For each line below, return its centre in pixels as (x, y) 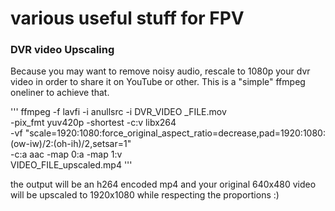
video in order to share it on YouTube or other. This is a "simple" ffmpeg (158, 82)
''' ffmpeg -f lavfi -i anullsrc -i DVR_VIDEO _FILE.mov (118, 112)
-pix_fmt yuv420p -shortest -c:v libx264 (93, 123)
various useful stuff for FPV (127, 18)
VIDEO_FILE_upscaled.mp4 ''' (71, 165)
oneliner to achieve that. (60, 93)
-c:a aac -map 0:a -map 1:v (66, 154)
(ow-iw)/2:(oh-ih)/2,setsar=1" (71, 144)
